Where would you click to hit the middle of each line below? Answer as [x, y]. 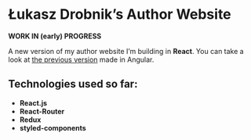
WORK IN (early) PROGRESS [55, 36]
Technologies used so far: [73, 84]
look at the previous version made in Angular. [81, 59]
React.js [33, 102]
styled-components [53, 127]
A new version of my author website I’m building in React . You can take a [126, 51]
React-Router [42, 111]
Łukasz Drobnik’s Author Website [120, 14]
